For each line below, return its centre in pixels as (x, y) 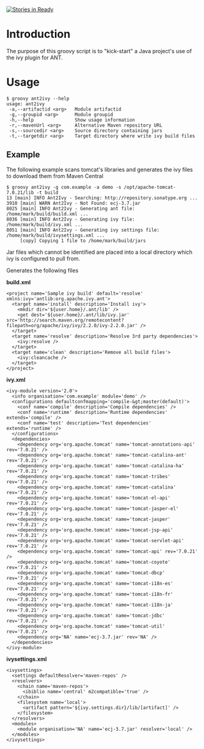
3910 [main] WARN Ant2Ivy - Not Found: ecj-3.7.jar (73, 203)
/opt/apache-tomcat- (150, 187)
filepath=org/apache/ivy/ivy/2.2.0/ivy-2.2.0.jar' (72, 325)
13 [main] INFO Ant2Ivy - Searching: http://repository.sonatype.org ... (102, 198)
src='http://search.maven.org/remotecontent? (65, 320)
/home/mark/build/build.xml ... (47, 214)
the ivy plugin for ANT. (35, 57)
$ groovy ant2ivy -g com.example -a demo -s (64, 187)
